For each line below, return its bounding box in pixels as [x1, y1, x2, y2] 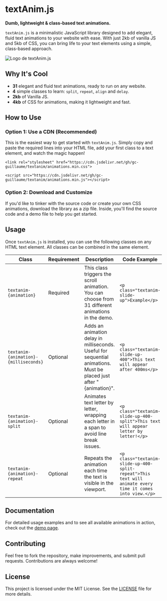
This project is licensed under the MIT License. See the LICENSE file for [5, 586, 152, 592]
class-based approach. [5, 45, 53, 51]
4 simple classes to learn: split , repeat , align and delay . [12, 88, 129, 94]
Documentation [5, 506, 55, 515]
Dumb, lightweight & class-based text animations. [5, 20, 111, 26]
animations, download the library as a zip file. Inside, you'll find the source [5, 206, 158, 212]
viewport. [84, 486, 106, 493]
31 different [84, 301, 112, 308]
